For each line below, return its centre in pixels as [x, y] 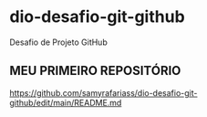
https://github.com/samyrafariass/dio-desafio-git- [103, 92]
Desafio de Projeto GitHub [58, 42]
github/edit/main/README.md [66, 102]
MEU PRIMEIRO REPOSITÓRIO [95, 71]
